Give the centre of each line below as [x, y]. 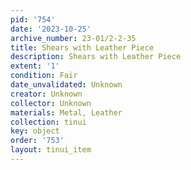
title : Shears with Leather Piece [82, 47]
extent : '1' [35, 66]
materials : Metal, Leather [66, 112]
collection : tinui [48, 122]
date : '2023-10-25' [51, 29]
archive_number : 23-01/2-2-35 [73, 38]
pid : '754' [33, 19]
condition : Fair [44, 76]
